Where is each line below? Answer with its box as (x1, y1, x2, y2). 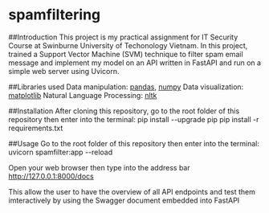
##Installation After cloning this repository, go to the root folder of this (8, 106, 240, 116)
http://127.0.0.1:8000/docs (8, 171, 94, 181)
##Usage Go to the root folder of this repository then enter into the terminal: (8, 138, 259, 148)
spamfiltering (8, 6, 101, 24)
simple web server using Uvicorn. (8, 66, 120, 76)
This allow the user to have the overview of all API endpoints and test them (8, 186, 255, 196)
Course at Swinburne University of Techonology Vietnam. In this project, (8, 40, 248, 50)
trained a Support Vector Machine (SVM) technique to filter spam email (8, 49, 243, 59)
